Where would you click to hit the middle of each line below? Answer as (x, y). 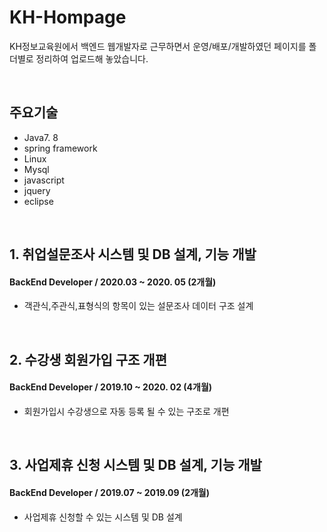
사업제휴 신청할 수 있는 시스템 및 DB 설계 (103, 517)
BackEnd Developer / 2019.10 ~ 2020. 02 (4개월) (111, 387)
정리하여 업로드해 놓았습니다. (92, 58)
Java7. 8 (41, 137)
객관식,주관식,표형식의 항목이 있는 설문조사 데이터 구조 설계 (138, 306)
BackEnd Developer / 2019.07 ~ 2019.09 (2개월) (110, 492)
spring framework (60, 148)
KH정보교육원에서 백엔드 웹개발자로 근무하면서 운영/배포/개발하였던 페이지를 (158, 46)
